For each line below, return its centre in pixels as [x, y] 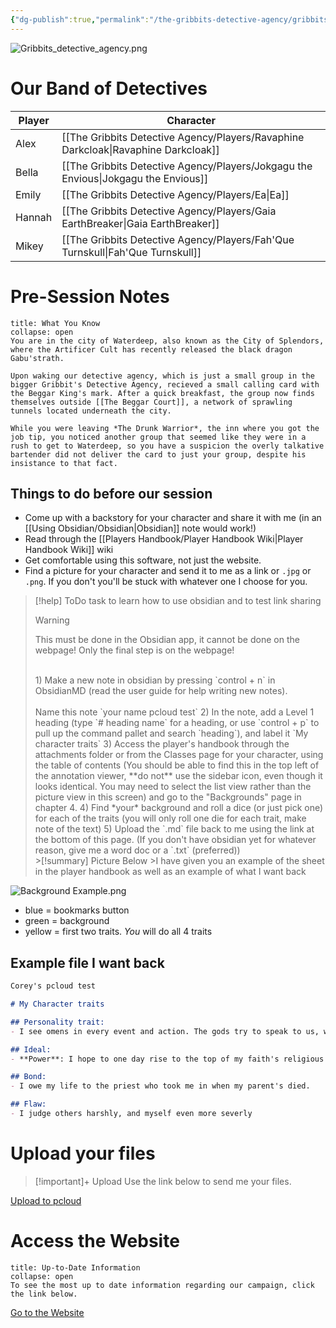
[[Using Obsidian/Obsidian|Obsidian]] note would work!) [140, 528]
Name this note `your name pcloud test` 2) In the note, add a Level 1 [174, 712]
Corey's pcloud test [53, 986]
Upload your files [83, 1153]
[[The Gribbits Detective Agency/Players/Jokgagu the [187, 166]
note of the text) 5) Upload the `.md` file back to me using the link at [174, 829]
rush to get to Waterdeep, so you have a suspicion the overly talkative [167, 446]
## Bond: [28, 1077]
